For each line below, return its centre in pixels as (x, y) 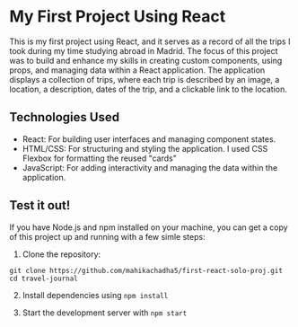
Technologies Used (64, 117)
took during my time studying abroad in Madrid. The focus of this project (144, 50)
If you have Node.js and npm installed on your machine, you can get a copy (149, 227)
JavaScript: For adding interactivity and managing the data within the (150, 167)
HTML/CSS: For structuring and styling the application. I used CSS (145, 148)
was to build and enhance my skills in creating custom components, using (146, 60)
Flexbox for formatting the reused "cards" (100, 158)
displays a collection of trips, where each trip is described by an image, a (145, 79)
